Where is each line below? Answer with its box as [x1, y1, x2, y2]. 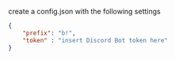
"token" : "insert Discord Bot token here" [22, 36, 169, 44]
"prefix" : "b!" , [22, 29, 77, 37]
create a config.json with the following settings [8, 7, 161, 16]
